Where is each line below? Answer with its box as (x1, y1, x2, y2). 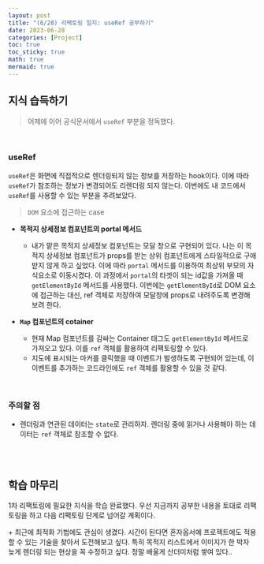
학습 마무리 (8, 478, 59, 491)
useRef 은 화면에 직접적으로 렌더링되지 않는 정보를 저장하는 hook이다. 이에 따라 (8, 170, 250, 180)
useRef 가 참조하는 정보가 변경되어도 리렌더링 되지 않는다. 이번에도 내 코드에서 (8, 181, 246, 190)
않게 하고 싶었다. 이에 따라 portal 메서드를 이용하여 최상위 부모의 (46, 260, 246, 270)
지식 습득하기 (8, 94, 69, 107)
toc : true (8, 41, 41, 49)
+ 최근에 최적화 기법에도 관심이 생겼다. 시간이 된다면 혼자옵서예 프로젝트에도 (8, 527, 242, 536)
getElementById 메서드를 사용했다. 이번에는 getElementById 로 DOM (31, 280, 242, 289)
